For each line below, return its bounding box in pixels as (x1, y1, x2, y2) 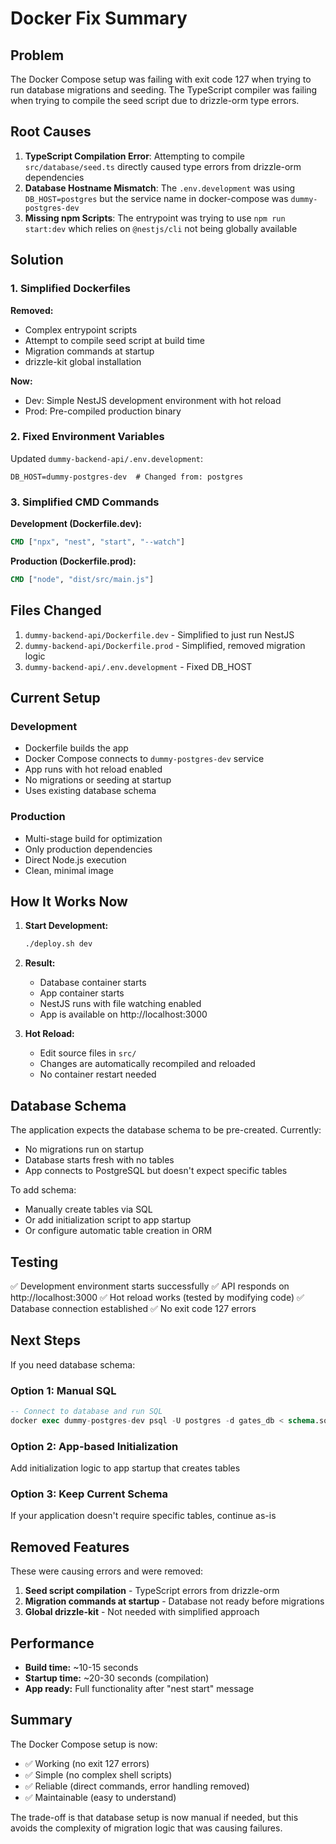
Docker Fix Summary (10, 7, 188, 30)
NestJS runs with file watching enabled (39, 998, 202, 1010)
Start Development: (24, 920, 109, 932)
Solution (10, 252, 64, 269)
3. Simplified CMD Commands (10, 495, 160, 509)
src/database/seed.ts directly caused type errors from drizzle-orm (24, 160, 302, 172)
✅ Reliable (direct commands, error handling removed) (24, 1780, 250, 1792)
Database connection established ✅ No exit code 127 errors (10, 1302, 257, 1314)
